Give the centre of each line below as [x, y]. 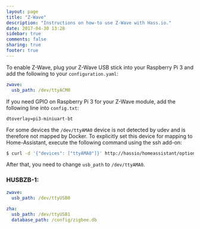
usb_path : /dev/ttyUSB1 [41, 215]
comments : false [26, 39]
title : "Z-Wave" [26, 17]
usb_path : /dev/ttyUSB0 [41, 198]
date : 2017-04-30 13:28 [36, 28]
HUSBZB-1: [23, 180]
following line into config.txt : [43, 108]
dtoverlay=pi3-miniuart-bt [40, 119]
